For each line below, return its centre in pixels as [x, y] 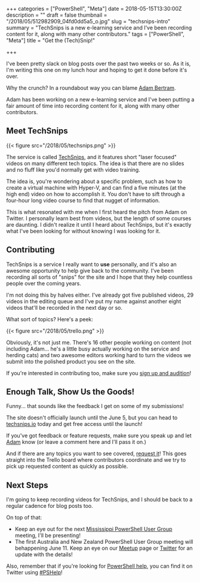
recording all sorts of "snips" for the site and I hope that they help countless [99, 277]
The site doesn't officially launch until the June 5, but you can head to [92, 418]
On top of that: [24, 517]
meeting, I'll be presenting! [47, 535]
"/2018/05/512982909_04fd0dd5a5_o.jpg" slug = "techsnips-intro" [88, 21]
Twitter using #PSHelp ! [34, 572]
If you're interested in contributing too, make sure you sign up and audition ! [99, 373]
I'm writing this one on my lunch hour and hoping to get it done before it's [97, 70]
